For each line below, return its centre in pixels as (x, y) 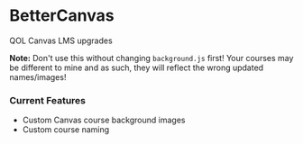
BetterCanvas (62, 16)
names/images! (38, 76)
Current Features (48, 100)
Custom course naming (66, 130)
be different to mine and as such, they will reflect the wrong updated (137, 67)
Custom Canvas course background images (104, 120)
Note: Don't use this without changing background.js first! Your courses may (151, 58)
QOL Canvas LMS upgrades (61, 40)
